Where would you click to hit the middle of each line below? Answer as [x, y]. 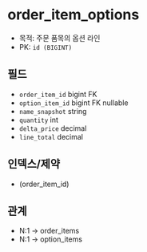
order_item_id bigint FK [58, 94]
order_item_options [73, 15]
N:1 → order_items [49, 231]
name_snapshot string [53, 111]
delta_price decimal [53, 128]
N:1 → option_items [51, 239]
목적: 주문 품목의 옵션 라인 [60, 38]
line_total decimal [51, 136]
